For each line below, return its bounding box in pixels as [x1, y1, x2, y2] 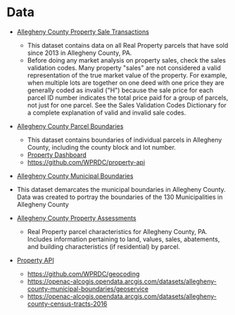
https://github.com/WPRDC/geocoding [27, 269, 140, 278]
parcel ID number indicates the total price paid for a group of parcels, [27, 93, 229, 102]
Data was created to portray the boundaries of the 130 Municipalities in [16, 193, 223, 201]
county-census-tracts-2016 [27, 300, 108, 308]
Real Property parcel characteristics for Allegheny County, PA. [27, 227, 208, 236]
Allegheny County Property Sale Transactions [16, 27, 149, 36]
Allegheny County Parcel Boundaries [16, 122, 124, 130]
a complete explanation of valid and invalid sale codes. [27, 108, 186, 117]
